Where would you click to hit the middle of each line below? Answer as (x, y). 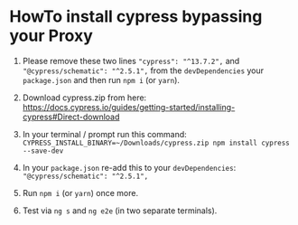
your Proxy (51, 36)
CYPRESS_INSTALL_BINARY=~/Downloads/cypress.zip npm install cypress (156, 143)
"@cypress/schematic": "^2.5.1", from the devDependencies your (143, 70)
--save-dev (43, 151)
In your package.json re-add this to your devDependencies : (129, 167)
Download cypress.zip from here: (84, 98)
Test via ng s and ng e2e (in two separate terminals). (120, 211)
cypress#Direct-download (71, 117)
